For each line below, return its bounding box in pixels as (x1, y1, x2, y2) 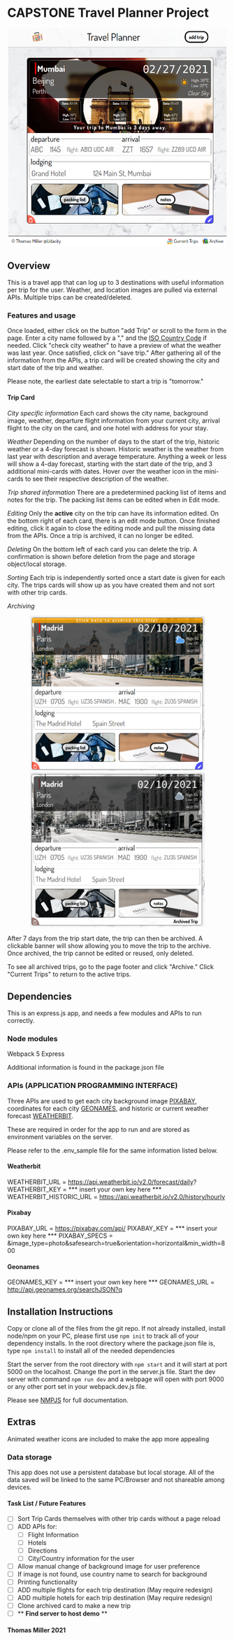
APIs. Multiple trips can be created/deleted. (7, 293, 133, 302)
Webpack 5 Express (7, 1049, 65, 1058)
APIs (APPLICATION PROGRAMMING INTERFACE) (7, 1081, 178, 1091)
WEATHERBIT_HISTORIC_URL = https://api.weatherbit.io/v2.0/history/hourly (7, 1192, 226, 1201)
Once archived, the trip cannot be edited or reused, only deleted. (7, 949, 194, 958)
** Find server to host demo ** (17, 1609, 108, 1618)
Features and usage (7, 311, 76, 320)
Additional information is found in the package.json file (7, 1063, 164, 1072)
